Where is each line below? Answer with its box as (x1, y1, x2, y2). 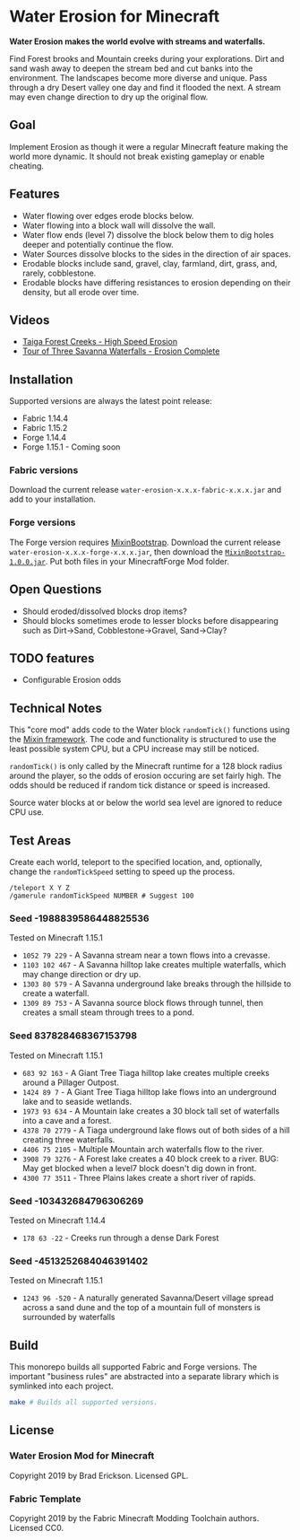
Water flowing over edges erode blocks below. (21, 210, 194, 221)
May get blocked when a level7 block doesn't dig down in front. (21, 1162, 257, 1173)
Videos (9, 312, 50, 328)
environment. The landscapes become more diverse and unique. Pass (9, 72, 268, 83)
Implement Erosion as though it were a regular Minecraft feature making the (9, 141, 288, 152)
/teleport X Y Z (9, 884, 70, 893)
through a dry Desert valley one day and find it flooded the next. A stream (9, 82, 281, 92)
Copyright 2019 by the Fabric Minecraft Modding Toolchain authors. (9, 1512, 260, 1523)
